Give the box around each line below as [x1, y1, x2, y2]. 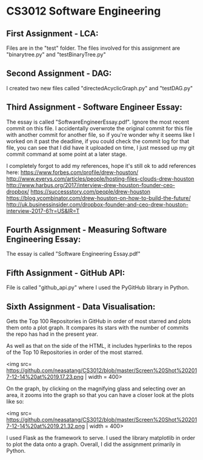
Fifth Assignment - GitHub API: [6, 268, 125, 278]
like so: [6, 398, 24, 405]
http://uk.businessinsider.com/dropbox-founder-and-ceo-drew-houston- [6, 201, 189, 208]
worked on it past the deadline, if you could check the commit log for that [6, 138, 190, 145]
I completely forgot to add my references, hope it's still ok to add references [6, 162, 196, 169]
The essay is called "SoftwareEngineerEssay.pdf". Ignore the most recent [6, 118, 190, 125]
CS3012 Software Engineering [6, 4, 161, 18]
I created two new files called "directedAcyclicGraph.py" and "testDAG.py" [6, 84, 193, 92]
